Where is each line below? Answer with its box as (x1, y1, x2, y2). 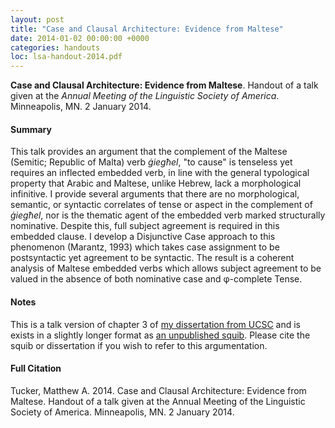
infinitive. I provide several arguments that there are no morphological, (10, 188, 300, 200)
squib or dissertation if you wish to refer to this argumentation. (10, 339, 268, 351)
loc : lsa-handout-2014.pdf (10, 52, 123, 62)
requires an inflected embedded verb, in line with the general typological (10, 167, 310, 179)
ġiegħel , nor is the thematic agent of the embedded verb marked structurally (10, 209, 326, 221)
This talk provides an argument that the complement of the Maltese (10, 146, 288, 158)
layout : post (10, 14, 65, 25)
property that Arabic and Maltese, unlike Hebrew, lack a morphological (10, 177, 302, 190)
